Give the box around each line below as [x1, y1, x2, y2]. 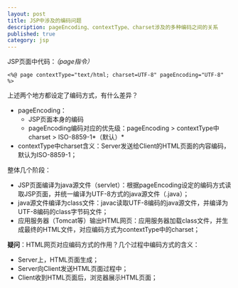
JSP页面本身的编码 [28, 115, 84, 124]
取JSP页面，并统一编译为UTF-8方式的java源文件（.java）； [17, 190, 190, 198]
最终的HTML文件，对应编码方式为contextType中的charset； [23, 225, 200, 234]
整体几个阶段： [7, 166, 51, 174]
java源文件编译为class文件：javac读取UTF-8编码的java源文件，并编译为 [17, 198, 229, 207]
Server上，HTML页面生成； [17, 255, 99, 264]
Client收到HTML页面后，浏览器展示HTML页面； [17, 273, 158, 282]
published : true [7, 30, 55, 38]
